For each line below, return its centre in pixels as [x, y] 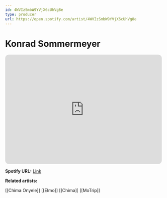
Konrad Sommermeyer [53, 44]
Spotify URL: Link [23, 171]
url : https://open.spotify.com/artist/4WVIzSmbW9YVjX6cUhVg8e [71, 19]
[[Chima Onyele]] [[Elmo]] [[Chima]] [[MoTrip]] [53, 191]
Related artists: [21, 181]
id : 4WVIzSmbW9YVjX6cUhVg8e [34, 10]
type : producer [21, 14]
